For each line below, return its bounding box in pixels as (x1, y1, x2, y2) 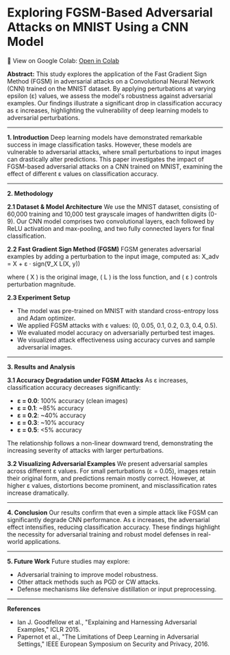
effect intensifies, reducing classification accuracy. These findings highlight (7, 523, 220, 531)
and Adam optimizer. (16, 314, 76, 322)
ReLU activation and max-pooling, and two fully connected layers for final (7, 224, 214, 232)
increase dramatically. (7, 489, 70, 497)
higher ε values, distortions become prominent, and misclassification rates (7, 481, 217, 489)
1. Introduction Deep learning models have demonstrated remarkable (7, 133, 203, 141)
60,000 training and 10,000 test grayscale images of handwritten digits (7, 210, 207, 218)
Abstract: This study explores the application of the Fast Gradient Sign (7, 70, 207, 78)
